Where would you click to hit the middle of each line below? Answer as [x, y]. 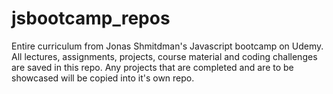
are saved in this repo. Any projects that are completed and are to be [152, 67]
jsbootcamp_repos [91, 18]
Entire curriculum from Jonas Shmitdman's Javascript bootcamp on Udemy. [167, 46]
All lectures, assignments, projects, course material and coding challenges [164, 56]
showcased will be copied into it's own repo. [103, 78]
